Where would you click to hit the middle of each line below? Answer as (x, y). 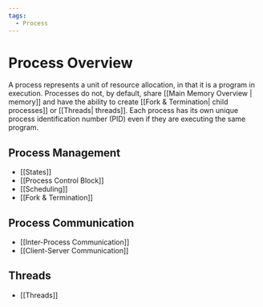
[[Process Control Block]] (62, 180)
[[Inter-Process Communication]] (75, 242)
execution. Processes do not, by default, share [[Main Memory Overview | (130, 94)
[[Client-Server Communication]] (74, 251)
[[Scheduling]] (44, 189)
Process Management (65, 153)
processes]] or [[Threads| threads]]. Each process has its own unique (123, 111)
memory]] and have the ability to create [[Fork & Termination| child (118, 102)
